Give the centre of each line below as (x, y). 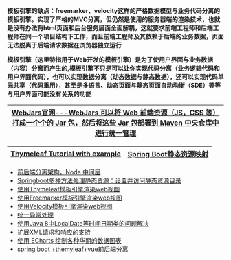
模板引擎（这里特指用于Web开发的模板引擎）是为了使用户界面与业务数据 (110, 60)
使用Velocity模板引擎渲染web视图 (65, 206)
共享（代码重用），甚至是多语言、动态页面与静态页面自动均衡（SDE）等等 (117, 85)
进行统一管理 (115, 133)
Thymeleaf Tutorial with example (66, 154)
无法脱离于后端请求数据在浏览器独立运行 (64, 45)
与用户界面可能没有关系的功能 (49, 94)
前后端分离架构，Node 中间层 (59, 172)
